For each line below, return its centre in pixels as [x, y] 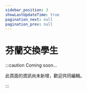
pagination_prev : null [29, 24]
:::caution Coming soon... [31, 65]
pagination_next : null [29, 19]
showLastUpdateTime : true [32, 15]
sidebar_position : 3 [27, 10]
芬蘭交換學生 [32, 51]
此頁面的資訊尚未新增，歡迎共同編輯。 [45, 76]
